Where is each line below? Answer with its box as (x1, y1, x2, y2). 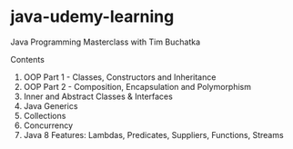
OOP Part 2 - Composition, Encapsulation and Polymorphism (23, 81, 252, 92)
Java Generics (23, 100, 78, 111)
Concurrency (23, 120, 74, 131)
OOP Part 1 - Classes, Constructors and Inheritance (23, 71, 217, 83)
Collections (23, 110, 66, 121)
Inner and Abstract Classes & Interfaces (23, 91, 174, 102)
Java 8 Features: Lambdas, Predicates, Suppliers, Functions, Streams (23, 129, 285, 140)
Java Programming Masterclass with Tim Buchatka (10, 36, 201, 47)
